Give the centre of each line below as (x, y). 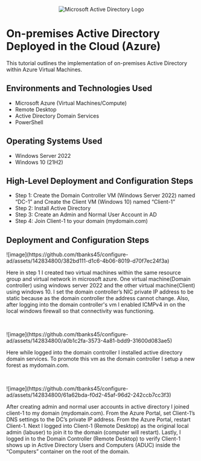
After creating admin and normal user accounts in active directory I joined (98, 407)
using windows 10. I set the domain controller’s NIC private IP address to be (100, 292)
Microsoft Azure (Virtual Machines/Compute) (71, 103)
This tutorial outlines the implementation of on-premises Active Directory (97, 63)
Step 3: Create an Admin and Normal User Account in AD (86, 215)
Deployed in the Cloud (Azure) (84, 47)
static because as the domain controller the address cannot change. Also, (98, 298)
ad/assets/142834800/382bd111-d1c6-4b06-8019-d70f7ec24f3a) (88, 261)
